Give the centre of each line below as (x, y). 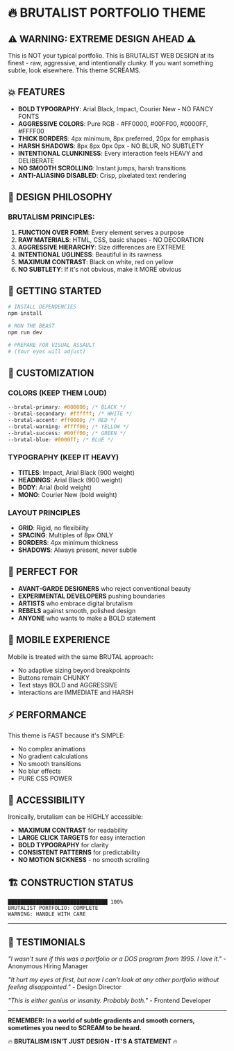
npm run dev (25, 332)
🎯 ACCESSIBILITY (47, 800)
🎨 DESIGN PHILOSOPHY (60, 197)
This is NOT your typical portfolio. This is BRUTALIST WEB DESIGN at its (111, 56)
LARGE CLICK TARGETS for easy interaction (82, 838)
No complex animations (52, 749)
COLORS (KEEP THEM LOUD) (57, 393)
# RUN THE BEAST (31, 326)
